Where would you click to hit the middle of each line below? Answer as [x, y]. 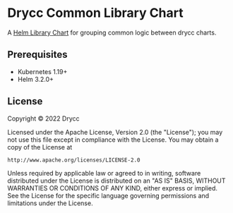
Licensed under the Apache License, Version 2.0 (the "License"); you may [115, 132]
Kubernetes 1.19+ [42, 71]
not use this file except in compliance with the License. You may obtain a [113, 140]
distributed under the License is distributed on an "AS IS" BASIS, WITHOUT [116, 181]
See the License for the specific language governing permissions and [108, 195]
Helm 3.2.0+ [36, 79]
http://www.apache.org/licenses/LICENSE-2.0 [74, 160]
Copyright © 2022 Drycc [43, 118]
